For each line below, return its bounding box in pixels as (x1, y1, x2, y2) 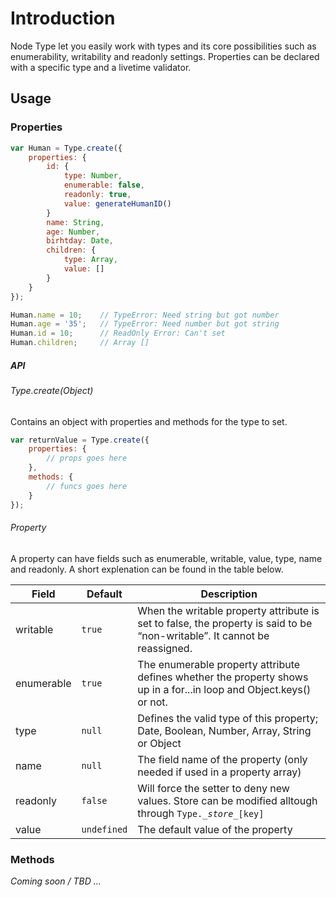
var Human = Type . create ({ (10, 143, 123, 153)
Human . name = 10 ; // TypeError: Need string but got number (10, 310, 280, 320)
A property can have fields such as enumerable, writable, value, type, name (10, 552, 323, 564)
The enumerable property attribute (137, 657, 301, 671)
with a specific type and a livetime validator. (10, 61, 192, 73)
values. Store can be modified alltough (137, 793, 318, 807)
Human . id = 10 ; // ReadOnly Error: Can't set (10, 328, 226, 339)
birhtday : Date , (46, 236, 114, 246)
